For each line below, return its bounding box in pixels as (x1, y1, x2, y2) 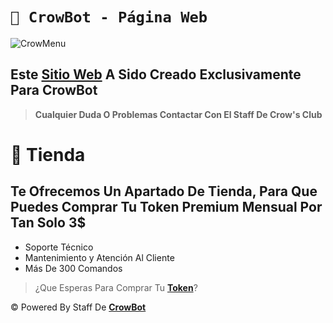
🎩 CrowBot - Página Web (10, 8, 208, 27)
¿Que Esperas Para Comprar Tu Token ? (34, 281, 198, 293)
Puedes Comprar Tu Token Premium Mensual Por (10, 199, 323, 216)
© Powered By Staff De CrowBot (10, 301, 147, 313)
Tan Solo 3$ (10, 214, 87, 232)
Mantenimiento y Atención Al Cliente (24, 251, 175, 263)
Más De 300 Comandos (24, 262, 123, 274)
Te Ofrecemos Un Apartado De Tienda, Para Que (10, 183, 318, 200)
